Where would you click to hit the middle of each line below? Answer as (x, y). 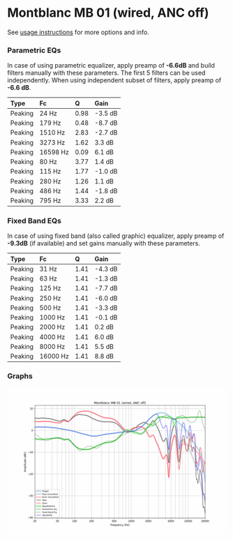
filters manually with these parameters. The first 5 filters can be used (106, 73)
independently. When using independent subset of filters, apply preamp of (114, 80)
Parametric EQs (34, 50)
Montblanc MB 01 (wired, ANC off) (108, 13)
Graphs (20, 376)
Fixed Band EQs (34, 220)
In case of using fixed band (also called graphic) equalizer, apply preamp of (116, 236)
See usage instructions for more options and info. (78, 32)
